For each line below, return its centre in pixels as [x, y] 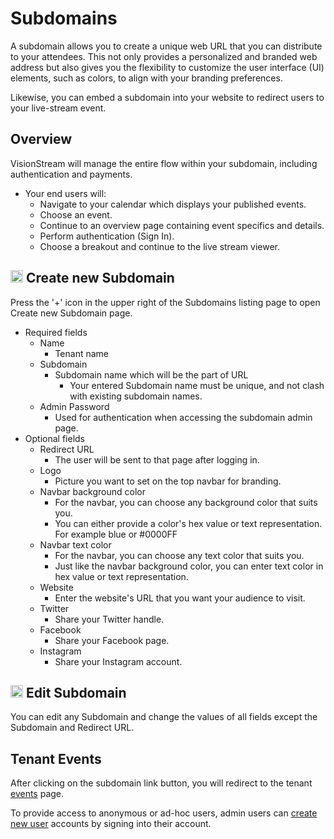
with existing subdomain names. [136, 396]
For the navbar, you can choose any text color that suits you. [179, 555]
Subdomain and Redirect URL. [72, 728]
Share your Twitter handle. [109, 619]
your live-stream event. [58, 108]
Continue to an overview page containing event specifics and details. [182, 225]
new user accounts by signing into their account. [111, 824]
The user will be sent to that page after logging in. [157, 459]
